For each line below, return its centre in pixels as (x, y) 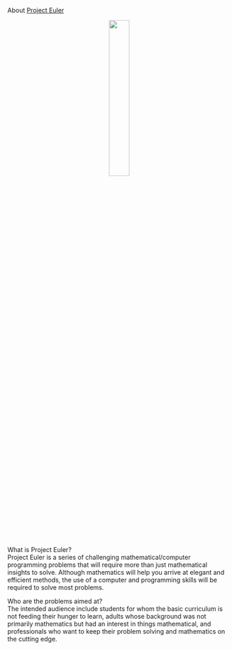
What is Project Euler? (40, 549)
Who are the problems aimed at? (55, 601)
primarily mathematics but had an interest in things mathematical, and (109, 624)
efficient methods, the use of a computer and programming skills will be (112, 580)
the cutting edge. (33, 639)
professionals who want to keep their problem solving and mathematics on (116, 631)
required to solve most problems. (56, 587)
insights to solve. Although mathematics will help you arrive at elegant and (116, 572)
